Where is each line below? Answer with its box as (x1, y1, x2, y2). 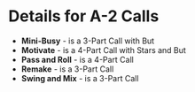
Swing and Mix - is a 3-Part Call (20, 73, 139, 83)
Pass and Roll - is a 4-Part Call (20, 54, 134, 65)
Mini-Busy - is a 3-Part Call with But (20, 35, 155, 46)
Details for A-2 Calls (8, 6, 160, 27)
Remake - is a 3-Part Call (20, 64, 114, 74)
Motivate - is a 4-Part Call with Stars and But (20, 44, 187, 55)
